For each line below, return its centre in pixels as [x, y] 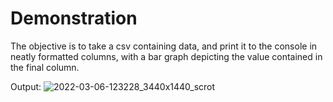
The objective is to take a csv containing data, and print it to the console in [164, 46]
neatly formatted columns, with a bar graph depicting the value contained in [166, 56]
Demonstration [74, 18]
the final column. [45, 67]
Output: [26, 86]
